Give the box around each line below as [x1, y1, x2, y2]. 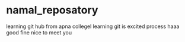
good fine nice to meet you [6, 29, 72, 36]
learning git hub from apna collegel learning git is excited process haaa [6, 23, 180, 30]
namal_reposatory [6, 3, 98, 17]
